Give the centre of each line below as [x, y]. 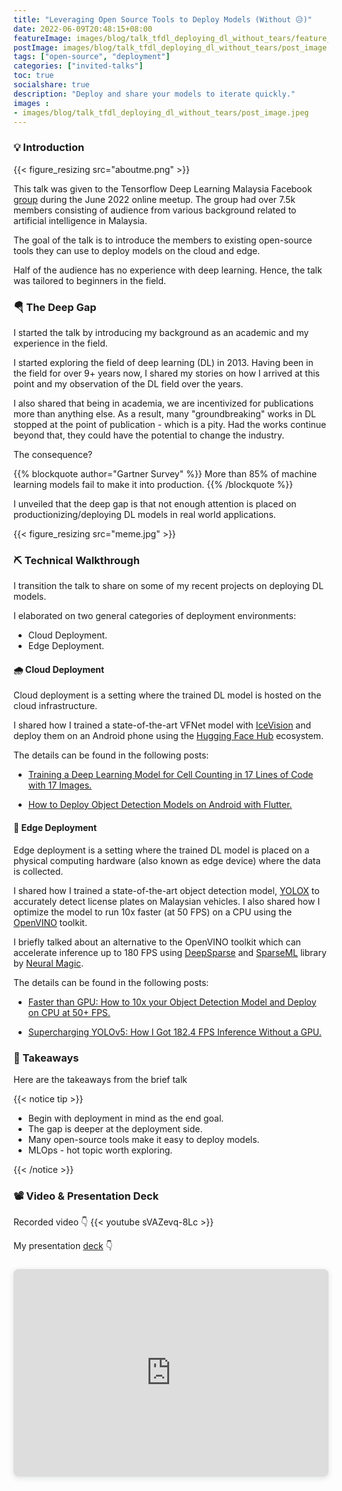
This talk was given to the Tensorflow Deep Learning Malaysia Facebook [163, 188]
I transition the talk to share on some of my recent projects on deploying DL [169, 586]
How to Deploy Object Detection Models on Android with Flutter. [160, 805]
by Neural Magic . [49, 963]
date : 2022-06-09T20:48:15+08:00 [83, 29]
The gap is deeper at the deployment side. [115, 1128]
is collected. [38, 871]
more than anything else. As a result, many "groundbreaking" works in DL [164, 413]
